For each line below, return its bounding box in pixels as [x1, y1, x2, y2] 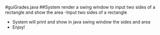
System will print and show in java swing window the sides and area [12, 19, 151, 25]
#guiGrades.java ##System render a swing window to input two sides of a [5, 4, 156, 10]
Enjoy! [12, 24, 25, 30]
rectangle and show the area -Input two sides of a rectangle [5, 9, 127, 15]
